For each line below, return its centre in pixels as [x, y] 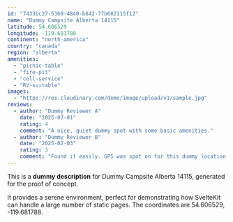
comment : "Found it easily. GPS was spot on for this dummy [109, 157]
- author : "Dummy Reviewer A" [57, 111]
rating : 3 [34, 150]
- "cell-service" [39, 79]
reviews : [20, 105]
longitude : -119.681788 [42, 33]
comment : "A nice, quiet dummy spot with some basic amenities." [117, 131]
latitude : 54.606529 [37, 27]
